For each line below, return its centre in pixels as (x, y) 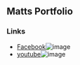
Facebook (31, 46)
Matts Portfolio (40, 12)
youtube (29, 54)
